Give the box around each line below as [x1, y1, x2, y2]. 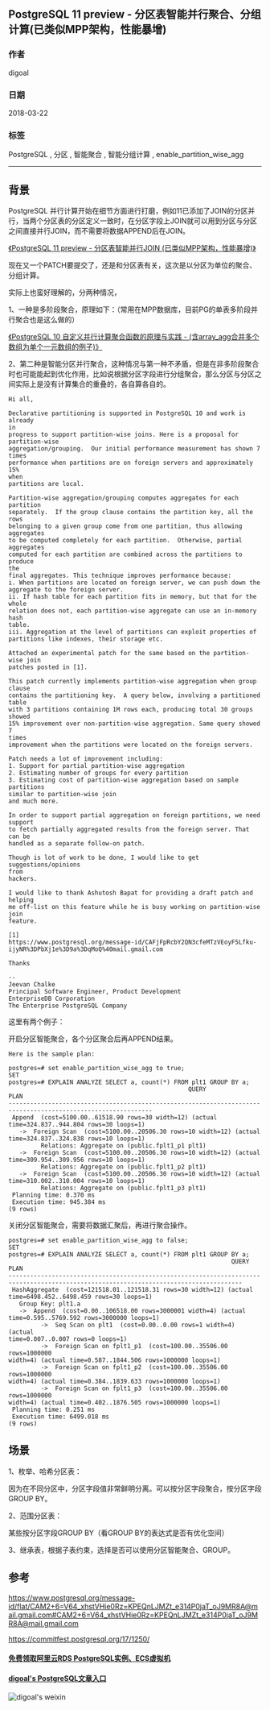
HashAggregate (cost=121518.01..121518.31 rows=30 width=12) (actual [11, 1286, 253, 1294]
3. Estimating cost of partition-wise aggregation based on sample [8, 776, 239, 784]
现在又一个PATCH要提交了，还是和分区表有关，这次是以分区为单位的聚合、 [8, 260, 257, 270]
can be [8, 832, 31, 840]
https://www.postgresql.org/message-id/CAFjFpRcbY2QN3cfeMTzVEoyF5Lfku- [8, 938, 257, 947]
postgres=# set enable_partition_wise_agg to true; [8, 1065, 185, 1073]
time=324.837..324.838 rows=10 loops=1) [8, 1135, 146, 1143]
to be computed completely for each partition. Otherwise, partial [8, 537, 243, 545]
